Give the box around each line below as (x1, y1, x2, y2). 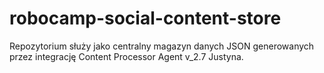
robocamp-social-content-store (9, 7, 282, 30)
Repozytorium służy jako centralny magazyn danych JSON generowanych (9, 40, 315, 52)
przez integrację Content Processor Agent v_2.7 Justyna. (9, 50, 244, 62)
